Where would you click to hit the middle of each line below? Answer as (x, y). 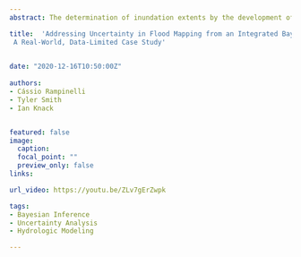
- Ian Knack (31, 108)
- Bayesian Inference (50, 214)
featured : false (39, 132)
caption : (34, 149)
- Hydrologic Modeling (52, 231)
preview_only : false (56, 166)
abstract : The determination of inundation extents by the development (146, 17)
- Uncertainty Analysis (54, 223)
